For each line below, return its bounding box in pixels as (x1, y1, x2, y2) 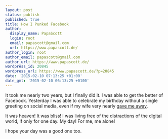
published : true (5, 17, 39, 22)
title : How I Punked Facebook (5, 21, 69, 27)
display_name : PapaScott (10, 31, 62, 36)
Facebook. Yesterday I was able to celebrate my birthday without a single (5, 97, 158, 103)
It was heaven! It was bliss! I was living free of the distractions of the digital (5, 113, 162, 119)
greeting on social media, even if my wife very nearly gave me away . (5, 102, 148, 109)
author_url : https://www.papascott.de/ (5, 59, 90, 64)
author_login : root (5, 50, 47, 55)
